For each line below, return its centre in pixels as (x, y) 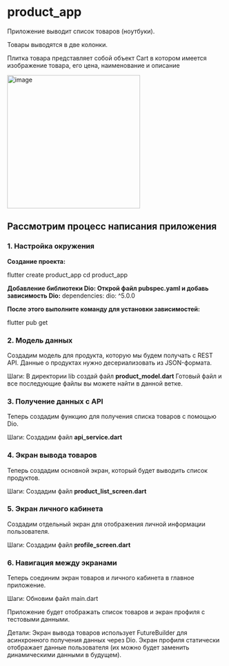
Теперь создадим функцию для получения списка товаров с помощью (112, 417)
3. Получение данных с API (55, 401)
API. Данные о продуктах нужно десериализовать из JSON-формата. (110, 362)
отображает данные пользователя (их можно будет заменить (98, 647)
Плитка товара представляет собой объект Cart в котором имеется (107, 58)
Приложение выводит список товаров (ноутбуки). (81, 31)
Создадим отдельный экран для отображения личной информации (106, 524)
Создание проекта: (36, 261)
